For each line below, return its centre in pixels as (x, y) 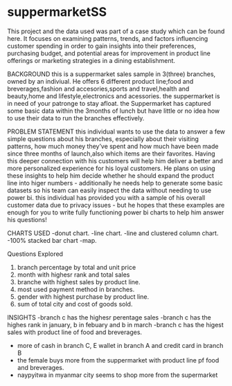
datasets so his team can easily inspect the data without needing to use (109, 190)
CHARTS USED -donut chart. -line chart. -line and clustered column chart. (113, 233)
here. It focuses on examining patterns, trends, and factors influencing (108, 38)
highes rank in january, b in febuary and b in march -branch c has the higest (115, 324)
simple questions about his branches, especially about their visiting (103, 138)
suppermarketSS (57, 12)
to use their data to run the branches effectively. (76, 118)
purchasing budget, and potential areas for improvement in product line (109, 53)
